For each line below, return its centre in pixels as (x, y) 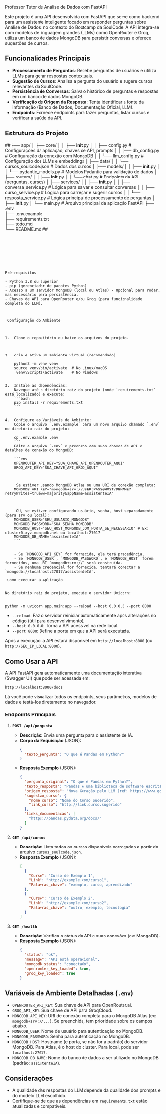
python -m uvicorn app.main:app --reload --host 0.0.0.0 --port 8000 (78, 606)
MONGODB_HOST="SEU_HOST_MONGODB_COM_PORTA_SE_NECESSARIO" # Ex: (82, 528)
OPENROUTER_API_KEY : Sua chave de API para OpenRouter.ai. (72, 1005)
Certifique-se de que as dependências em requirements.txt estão (80, 1101)
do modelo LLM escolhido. (39, 1096)
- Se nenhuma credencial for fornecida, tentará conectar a (77, 567)
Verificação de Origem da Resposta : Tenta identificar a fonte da (78, 102)
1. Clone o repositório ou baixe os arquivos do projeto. (67, 338)
